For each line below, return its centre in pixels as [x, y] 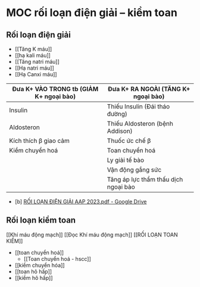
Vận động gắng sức [134, 170]
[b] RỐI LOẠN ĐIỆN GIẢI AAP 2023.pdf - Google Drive [81, 202]
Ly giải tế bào [126, 160]
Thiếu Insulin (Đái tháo [138, 106]
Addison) [120, 131]
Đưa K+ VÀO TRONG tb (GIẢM [55, 89]
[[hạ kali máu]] [32, 55]
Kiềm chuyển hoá [34, 150]
